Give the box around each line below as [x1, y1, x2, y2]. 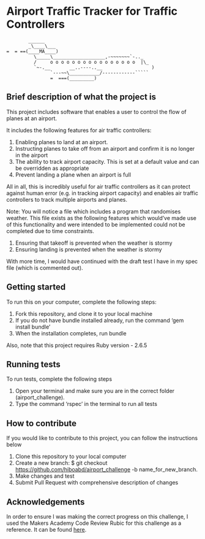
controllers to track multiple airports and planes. [6, 196, 127, 203]
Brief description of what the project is [6, 92, 156, 102]
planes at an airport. [6, 115, 57, 122]
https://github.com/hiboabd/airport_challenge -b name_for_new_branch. [15, 466, 198, 473]
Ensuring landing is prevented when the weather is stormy [15, 245, 162, 253]
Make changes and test [15, 472, 75, 480]
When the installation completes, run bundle [15, 329, 127, 337]
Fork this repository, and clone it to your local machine [15, 310, 153, 317]
